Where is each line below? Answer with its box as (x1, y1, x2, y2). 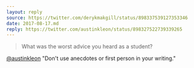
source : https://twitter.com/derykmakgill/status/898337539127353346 (6, 15, 188, 21)
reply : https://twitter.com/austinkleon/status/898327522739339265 (6, 26, 183, 32)
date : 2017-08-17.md (6, 20, 60, 26)
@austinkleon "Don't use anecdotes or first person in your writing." (6, 55, 176, 62)
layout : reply (6, 9, 43, 15)
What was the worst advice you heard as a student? (21, 43, 153, 50)
